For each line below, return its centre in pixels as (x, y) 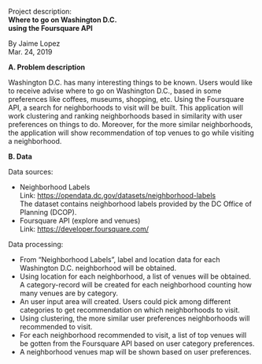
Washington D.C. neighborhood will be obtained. (98, 268)
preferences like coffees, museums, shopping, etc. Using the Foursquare (126, 99)
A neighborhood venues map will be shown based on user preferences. (135, 352)
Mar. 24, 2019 (30, 52)
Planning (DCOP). (48, 212)
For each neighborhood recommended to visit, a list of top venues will (133, 335)
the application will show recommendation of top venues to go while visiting (131, 133)
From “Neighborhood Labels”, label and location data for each (120, 259)
